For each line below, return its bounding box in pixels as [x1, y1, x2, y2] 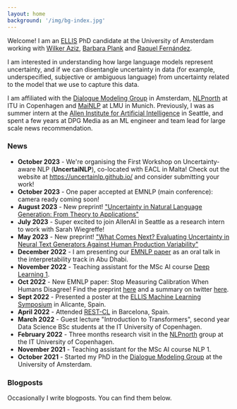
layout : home [7, 10, 46, 18]
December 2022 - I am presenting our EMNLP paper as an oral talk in [17, 247, 221, 256]
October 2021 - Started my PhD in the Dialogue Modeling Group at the [17, 352, 223, 361]
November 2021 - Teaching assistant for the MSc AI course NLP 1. [17, 345, 212, 353]
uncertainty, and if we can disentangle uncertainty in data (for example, [7, 65, 215, 73]
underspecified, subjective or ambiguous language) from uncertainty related [7, 72, 229, 81]
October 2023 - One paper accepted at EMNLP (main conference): [17, 187, 214, 196]
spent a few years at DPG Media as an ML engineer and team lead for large [7, 116, 226, 124]
